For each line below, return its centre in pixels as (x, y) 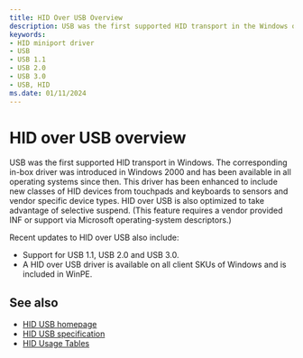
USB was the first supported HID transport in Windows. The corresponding (148, 162)
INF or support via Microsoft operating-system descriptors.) (120, 220)
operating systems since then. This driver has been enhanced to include (143, 182)
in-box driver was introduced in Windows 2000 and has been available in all (150, 172)
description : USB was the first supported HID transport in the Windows (149, 26)
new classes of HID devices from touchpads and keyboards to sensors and (149, 191)
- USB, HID (30, 85)
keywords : (28, 34)
